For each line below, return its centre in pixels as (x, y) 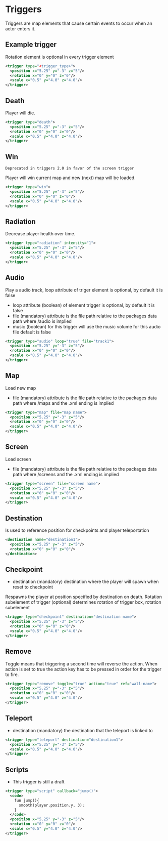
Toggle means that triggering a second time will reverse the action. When (81, 663)
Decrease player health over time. (40, 234)
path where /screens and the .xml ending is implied (66, 474)
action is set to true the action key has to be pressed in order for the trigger (83, 669)
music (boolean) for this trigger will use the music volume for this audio (87, 326)
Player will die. (20, 113)
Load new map (21, 388)
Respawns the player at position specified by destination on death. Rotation (84, 597)
